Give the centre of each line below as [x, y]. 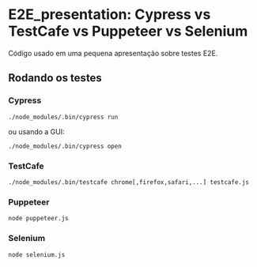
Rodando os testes [55, 78]
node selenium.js [37, 254]
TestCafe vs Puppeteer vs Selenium [128, 31]
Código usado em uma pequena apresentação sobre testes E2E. [113, 53]
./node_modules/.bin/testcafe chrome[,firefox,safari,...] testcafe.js [128, 182]
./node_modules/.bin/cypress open [65, 146]
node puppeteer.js [38, 219]
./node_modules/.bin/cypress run [63, 117]
